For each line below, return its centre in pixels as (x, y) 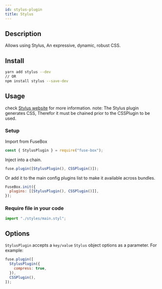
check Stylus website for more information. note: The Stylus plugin (72, 108)
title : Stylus (19, 14)
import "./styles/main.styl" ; (36, 218)
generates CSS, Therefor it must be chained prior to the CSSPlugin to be (78, 113)
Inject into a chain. (24, 160)
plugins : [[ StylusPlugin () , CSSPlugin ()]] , (54, 191)
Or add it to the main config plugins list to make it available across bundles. (80, 178)
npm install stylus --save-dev (37, 81)
